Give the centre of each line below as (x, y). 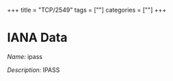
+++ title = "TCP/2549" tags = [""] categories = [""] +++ (87, 10)
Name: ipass (25, 56)
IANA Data (37, 38)
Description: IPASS (34, 70)
